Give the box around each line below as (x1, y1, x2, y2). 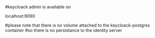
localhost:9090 (5, 13, 35, 19)
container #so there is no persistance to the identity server (5, 28, 123, 33)
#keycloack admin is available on (5, 4, 71, 9)
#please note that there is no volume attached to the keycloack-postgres (5, 22, 150, 28)
